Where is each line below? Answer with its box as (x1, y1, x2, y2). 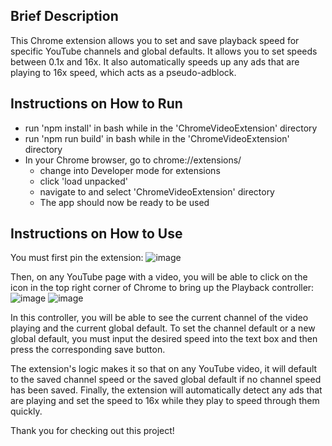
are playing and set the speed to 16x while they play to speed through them (10, 395, 320, 407)
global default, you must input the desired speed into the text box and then (10, 333, 318, 345)
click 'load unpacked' (39, 175, 128, 187)
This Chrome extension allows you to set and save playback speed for (10, 34, 300, 46)
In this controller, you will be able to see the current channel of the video (10, 312, 309, 324)
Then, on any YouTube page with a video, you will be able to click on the (10, 271, 308, 283)
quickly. (10, 405, 43, 418)
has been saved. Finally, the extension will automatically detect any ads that (10, 384, 323, 396)
